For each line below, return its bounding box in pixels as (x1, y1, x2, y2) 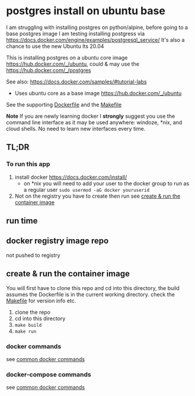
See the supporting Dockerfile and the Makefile (6, 101, 122, 108)
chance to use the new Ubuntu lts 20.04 (6, 43, 104, 50)
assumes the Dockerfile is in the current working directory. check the (6, 291, 175, 298)
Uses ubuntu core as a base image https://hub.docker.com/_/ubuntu (14, 89, 182, 96)
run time (6, 216, 38, 226)
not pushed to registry (6, 252, 60, 259)
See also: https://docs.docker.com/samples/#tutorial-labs (6, 78, 147, 85)
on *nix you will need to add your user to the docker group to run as (23, 179, 190, 187)
